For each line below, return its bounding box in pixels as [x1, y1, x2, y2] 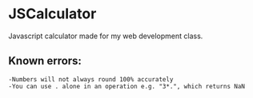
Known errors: [8, 54, 82, 68]
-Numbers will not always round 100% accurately [8, 75, 174, 84]
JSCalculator [8, 5, 97, 23]
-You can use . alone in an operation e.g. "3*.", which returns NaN [8, 82, 246, 90]
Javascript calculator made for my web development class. [8, 31, 203, 41]
